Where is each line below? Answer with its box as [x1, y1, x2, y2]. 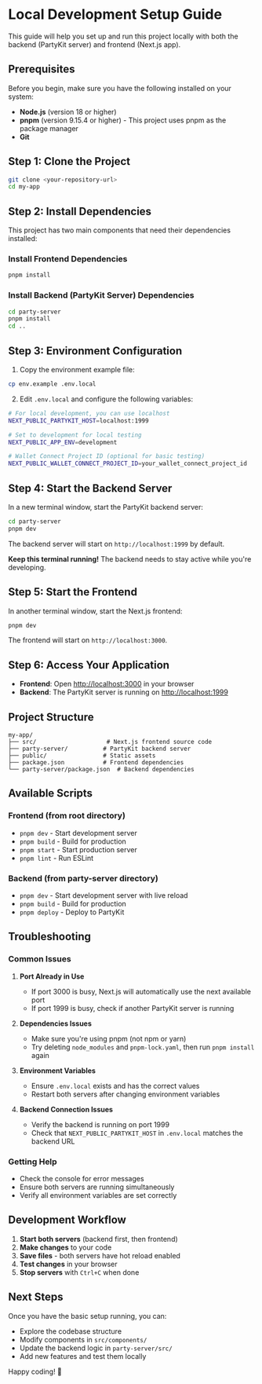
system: [8, 92, 34, 101]
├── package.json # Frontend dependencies [8, 759, 184, 767]
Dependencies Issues [19, 1019, 93, 1028]
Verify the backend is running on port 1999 [31, 1119, 170, 1129]
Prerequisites [8, 63, 75, 76]
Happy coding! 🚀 [8, 1367, 63, 1376]
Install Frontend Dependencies [8, 254, 128, 265]
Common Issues [8, 954, 72, 965]
